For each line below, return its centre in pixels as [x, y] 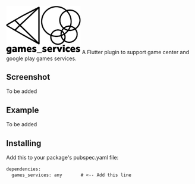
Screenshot [28, 77]
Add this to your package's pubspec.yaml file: [62, 157]
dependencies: [24, 169]
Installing [24, 143]
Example [23, 110]
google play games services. [41, 58]
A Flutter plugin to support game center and [136, 52]
